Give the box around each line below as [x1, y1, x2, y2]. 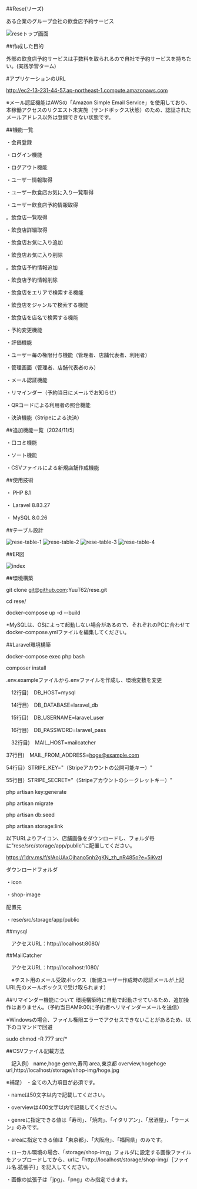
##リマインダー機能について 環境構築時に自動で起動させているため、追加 [6, 996, 184, 1003]
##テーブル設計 [6, 526, 44, 534]
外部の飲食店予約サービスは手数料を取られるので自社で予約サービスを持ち [6, 55, 186, 62]
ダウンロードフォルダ [6, 866, 58, 873]
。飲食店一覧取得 [6, 214, 48, 221]
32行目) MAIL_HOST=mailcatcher [11, 739, 96, 746]
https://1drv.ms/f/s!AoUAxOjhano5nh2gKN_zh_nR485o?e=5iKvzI [6, 854, 163, 861]
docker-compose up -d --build [6, 609, 81, 616]
